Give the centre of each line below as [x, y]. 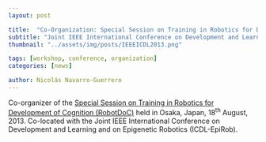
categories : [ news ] [40, 66]
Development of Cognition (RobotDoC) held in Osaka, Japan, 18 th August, [128, 111]
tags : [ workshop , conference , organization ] [83, 59]
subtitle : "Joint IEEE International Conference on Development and [123, 37]
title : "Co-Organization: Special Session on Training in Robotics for [131, 30]
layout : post [30, 15]
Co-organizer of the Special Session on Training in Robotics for [111, 103]
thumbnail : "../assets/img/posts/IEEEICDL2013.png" [95, 44]
